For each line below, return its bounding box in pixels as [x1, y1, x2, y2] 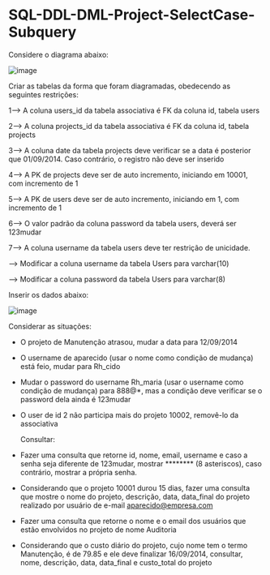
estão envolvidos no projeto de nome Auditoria [19, 525, 177, 534]
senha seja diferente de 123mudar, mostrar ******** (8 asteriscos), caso [19, 458, 262, 468]
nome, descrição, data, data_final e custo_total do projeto [19, 557, 212, 567]
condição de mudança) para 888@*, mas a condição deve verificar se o [19, 385, 263, 395]
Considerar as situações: [8, 321, 92, 331]
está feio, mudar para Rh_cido [19, 361, 121, 371]
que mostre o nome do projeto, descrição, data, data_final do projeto [19, 491, 251, 501]
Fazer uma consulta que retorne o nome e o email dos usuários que [19, 516, 246, 526]
